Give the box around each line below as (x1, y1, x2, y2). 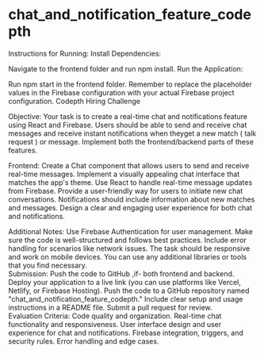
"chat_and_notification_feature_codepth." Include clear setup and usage (8, 294, 243, 303)
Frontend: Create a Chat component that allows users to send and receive (8, 160, 250, 170)
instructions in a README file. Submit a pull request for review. (8, 302, 212, 312)
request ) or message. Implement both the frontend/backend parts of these (8, 137, 254, 146)
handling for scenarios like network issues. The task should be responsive (8, 244, 251, 253)
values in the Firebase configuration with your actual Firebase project (8, 87, 235, 97)
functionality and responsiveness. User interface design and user (8, 319, 222, 329)
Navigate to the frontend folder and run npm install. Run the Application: (8, 63, 243, 73)
